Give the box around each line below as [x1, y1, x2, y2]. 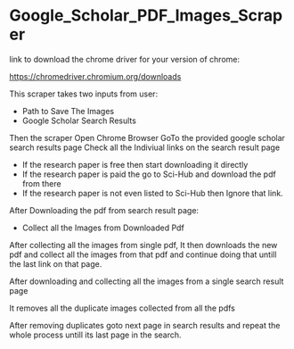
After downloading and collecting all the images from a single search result [9, 276, 284, 287]
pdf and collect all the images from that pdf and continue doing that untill [9, 249, 277, 260]
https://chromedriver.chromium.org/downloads [9, 71, 182, 81]
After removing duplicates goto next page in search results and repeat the [9, 320, 281, 330]
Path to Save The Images [21, 105, 114, 116]
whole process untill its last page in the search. [9, 329, 182, 340]
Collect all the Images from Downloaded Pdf [21, 222, 184, 233]
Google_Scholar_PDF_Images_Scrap [9, 5, 283, 26]
